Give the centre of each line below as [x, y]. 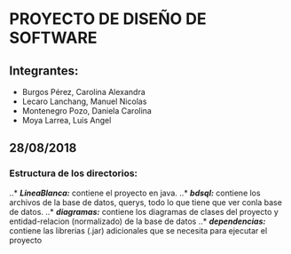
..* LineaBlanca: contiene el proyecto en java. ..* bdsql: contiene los [135, 193]
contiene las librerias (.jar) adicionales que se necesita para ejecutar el [138, 230]
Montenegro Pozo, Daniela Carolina [87, 111]
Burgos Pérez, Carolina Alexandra [84, 92]
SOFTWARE [53, 38]
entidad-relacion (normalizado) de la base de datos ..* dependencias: [138, 221]
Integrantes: [44, 71]
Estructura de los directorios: [74, 173]
